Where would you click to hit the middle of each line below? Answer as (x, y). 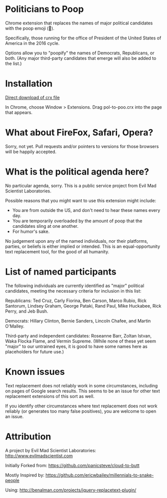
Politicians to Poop (44, 9)
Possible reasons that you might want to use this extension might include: (81, 200)
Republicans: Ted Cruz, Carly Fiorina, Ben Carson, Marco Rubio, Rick (76, 301)
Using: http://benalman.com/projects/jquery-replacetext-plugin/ (71, 490)
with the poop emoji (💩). (30, 28)
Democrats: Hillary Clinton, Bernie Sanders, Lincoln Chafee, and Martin (78, 321)
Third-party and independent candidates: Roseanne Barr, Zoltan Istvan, (79, 335)
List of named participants (61, 271)
